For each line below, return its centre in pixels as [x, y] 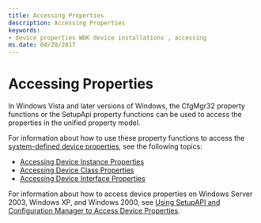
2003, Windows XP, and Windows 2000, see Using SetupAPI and [114, 202]
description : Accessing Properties [67, 23]
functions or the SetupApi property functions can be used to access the [125, 115]
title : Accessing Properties [56, 15]
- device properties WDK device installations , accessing [108, 38]
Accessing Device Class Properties [77, 170]
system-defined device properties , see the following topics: [106, 146]
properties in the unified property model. [74, 123]
